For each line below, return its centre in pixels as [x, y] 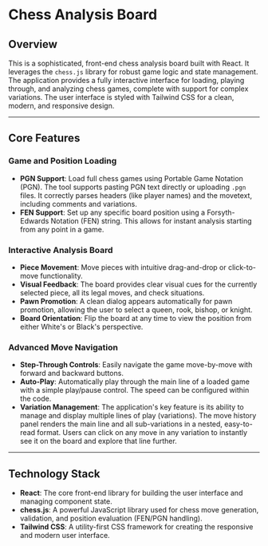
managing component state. [66, 501]
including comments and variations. [79, 204]
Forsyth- [221, 212]
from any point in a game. [62, 229]
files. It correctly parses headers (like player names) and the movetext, [136, 195]
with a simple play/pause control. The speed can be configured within [134, 390]
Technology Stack [54, 474]
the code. [35, 399]
